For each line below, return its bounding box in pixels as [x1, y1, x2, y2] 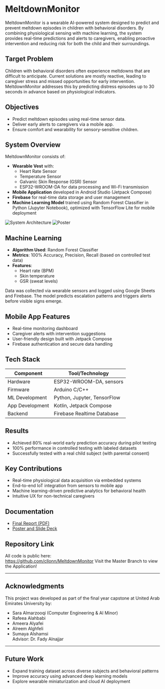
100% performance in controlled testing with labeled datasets [12, 445, 137, 451]
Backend [7, 410, 28, 417]
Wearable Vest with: [12, 163, 54, 169]
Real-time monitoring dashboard [12, 326, 78, 331]
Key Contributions [5, 465, 62, 473]
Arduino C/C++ [54, 386, 89, 393]
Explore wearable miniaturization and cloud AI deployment [12, 678, 131, 684]
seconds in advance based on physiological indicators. [5, 88, 116, 94]
